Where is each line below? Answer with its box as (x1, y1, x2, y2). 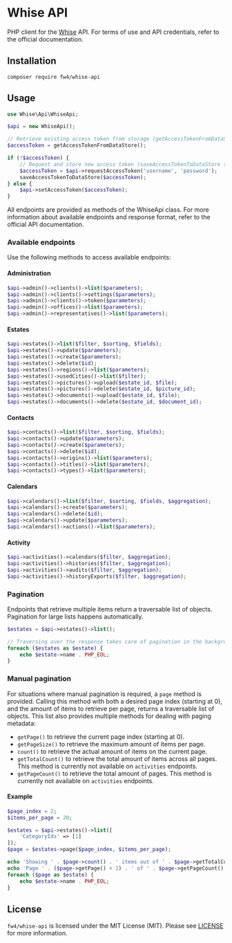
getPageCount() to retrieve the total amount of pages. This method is (17, 769, 212, 778)
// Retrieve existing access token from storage (7, 136, 150, 143)
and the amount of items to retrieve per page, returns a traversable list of (7, 704, 215, 713)
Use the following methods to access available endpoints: (7, 253, 171, 262)
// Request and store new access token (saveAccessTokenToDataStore (19, 161, 221, 167)
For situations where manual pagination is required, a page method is (7, 690, 202, 698)
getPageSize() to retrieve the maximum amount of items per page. (17, 740, 206, 748)
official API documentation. (7, 220, 84, 229)
